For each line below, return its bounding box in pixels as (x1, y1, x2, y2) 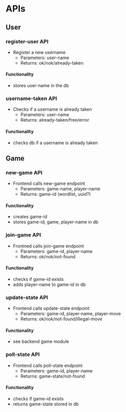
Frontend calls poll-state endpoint (12, 362, 83, 368)
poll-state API (5, 351, 40, 358)
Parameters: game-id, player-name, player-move (20, 311, 121, 317)
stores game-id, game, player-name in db (12, 219, 99, 225)
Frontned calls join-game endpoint (12, 243, 84, 249)
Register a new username (12, 49, 66, 55)
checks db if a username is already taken (12, 140, 98, 146)
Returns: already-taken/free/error (20, 117, 89, 123)
